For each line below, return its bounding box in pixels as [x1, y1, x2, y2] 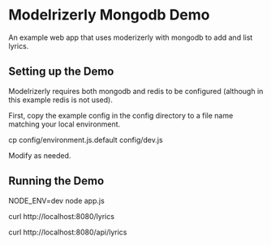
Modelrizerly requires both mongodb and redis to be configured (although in [8, 86, 264, 96]
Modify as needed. [8, 150, 71, 160]
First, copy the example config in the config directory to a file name [8, 110, 234, 120]
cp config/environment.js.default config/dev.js [8, 135, 164, 144]
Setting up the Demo [8, 65, 114, 79]
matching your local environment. [8, 119, 121, 129]
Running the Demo [8, 174, 105, 188]
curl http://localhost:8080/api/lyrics [8, 227, 127, 237]
